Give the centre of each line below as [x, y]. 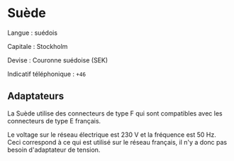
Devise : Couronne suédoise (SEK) [58, 60]
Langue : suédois [33, 33]
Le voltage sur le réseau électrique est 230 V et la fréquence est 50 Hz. [112, 134]
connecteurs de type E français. [54, 121]
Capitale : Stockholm [38, 46]
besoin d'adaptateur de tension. [54, 150]
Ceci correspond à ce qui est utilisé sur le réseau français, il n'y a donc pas [117, 142]
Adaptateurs [36, 96]
